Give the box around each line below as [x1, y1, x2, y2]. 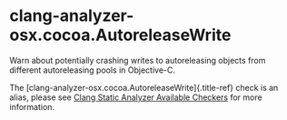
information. [9, 101, 55, 112]
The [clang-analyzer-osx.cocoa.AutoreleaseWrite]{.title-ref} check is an [9, 82, 279, 93]
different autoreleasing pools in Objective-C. [9, 65, 175, 75]
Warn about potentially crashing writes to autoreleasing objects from [9, 55, 266, 65]
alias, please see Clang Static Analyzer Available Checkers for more [9, 92, 262, 103]
